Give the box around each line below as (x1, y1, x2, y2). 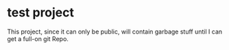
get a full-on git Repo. (7, 34, 69, 42)
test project (7, 5, 74, 21)
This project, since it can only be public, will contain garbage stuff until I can (7, 27, 223, 36)
